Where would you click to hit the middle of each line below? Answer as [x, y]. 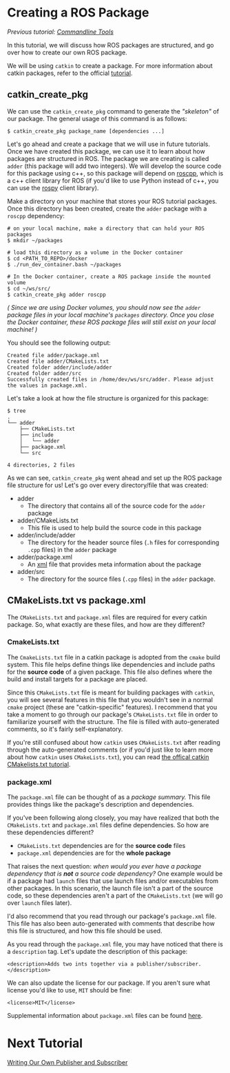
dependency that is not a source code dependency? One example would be [115, 874]
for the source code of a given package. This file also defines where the [109, 672]
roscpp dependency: [36, 215]
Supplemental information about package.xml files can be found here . [105, 1016]
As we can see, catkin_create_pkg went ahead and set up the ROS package [115, 478]
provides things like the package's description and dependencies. [101, 805]
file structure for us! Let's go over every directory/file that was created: [108, 485]
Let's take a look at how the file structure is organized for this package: [108, 398]
